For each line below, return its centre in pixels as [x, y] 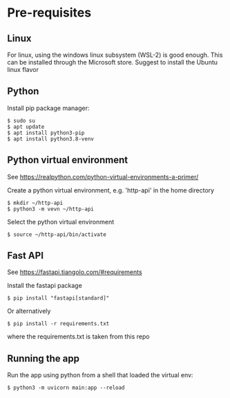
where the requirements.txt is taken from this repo [78, 336]
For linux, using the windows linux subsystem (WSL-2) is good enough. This [115, 55]
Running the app [43, 358]
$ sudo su [21, 120]
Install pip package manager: [48, 108]
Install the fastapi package [45, 286]
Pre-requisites [49, 13]
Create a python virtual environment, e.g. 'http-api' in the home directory [111, 190]
